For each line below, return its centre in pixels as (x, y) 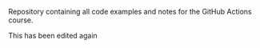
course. (21, 20)
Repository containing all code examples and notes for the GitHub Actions (130, 12)
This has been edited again (53, 36)
